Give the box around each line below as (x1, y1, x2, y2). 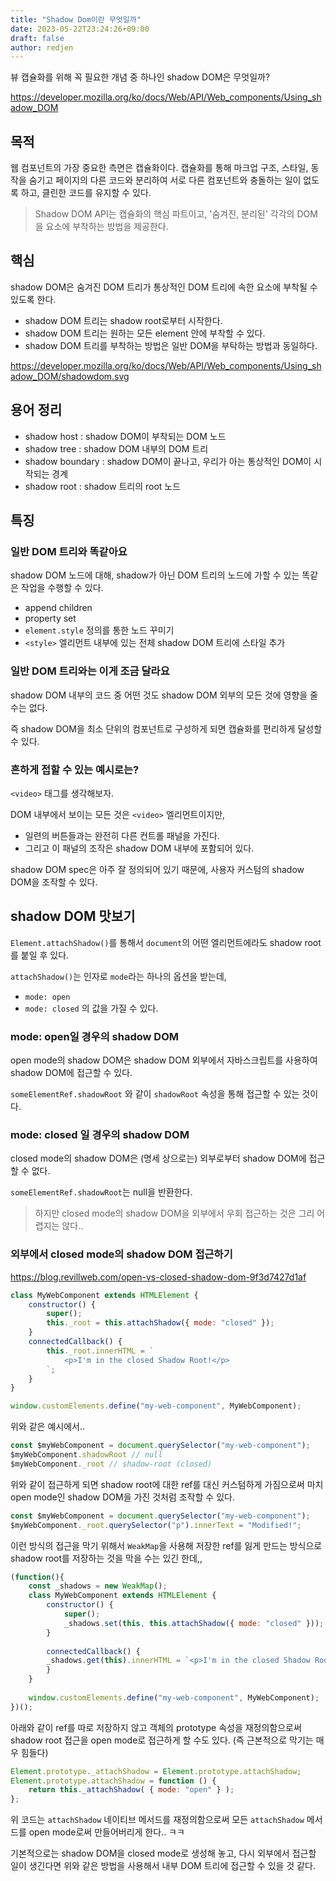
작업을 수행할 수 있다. (20, 582, 104, 594)
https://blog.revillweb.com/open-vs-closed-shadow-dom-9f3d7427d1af (10, 1271, 307, 1283)
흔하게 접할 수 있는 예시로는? (10, 762, 140, 776)
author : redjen (10, 42, 74, 53)
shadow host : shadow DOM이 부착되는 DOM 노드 (24, 430, 227, 442)
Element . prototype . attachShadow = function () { (10, 1776, 217, 1786)
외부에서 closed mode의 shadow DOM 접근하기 (10, 1247, 233, 1261)
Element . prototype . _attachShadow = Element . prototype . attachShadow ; (10, 1766, 302, 1776)
